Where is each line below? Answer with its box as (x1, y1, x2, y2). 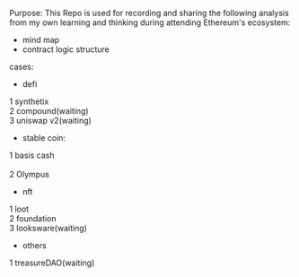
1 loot (9, 203, 30, 214)
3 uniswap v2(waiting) (9, 116, 92, 126)
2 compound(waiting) (9, 106, 89, 116)
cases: (9, 62, 34, 72)
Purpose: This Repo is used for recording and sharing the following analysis (9, 8, 289, 18)
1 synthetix (9, 96, 49, 107)
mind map (22, 35, 60, 45)
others (22, 240, 47, 250)
